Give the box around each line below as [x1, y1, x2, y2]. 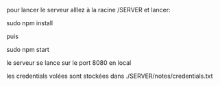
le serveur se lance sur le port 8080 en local [6, 59, 132, 67]
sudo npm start [6, 46, 49, 53]
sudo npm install [6, 19, 53, 27]
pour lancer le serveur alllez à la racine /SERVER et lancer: [6, 6, 171, 14]
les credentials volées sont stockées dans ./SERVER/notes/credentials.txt [6, 72, 213, 80]
